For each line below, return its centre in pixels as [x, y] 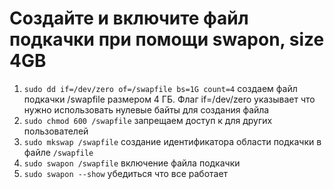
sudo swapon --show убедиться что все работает [126, 173]
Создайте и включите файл [129, 18]
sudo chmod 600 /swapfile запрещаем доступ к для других [148, 120]
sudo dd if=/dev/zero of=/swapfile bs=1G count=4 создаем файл [160, 88]
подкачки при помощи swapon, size [167, 39]
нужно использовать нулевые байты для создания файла [146, 109]
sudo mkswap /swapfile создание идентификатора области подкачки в [172, 141]
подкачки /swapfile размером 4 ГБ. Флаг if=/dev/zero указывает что [169, 99]
